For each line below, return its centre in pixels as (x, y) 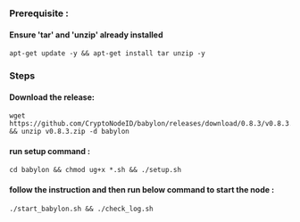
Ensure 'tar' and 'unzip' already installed (86, 35)
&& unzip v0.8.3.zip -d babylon (69, 132)
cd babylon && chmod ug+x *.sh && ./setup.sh (95, 170)
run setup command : (50, 151)
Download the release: (52, 97)
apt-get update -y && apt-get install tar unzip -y (107, 53)
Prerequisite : (39, 13)
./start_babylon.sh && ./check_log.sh (81, 209)
